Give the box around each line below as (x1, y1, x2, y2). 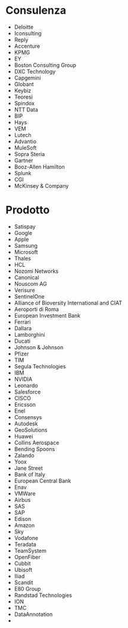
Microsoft (14, 248, 38, 255)
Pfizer (14, 350, 29, 357)
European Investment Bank (14, 312, 81, 319)
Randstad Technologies (14, 592, 73, 599)
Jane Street (14, 464, 43, 471)
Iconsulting (14, 29, 42, 36)
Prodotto (5, 203, 50, 217)
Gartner (14, 157, 33, 164)
